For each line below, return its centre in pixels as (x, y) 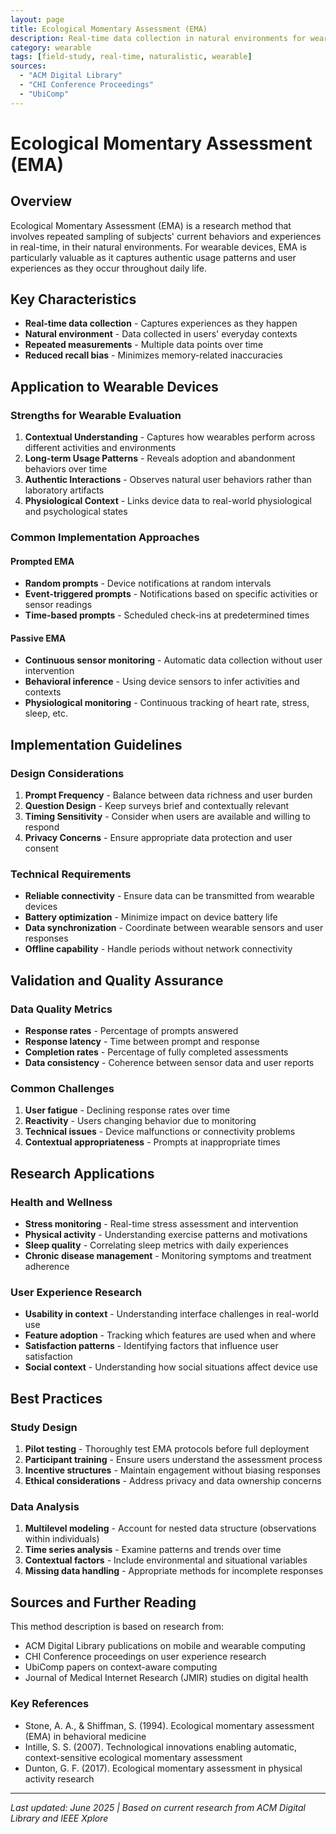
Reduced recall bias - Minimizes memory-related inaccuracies (153, 355)
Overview (41, 201)
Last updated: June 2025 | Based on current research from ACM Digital (158, 1807)
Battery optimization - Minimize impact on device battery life (151, 917)
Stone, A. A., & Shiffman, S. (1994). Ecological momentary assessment (169, 1725)
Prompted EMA (42, 561)
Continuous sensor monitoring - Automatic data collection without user (173, 660)
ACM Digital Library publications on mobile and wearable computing (165, 1646)
